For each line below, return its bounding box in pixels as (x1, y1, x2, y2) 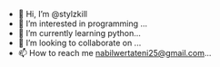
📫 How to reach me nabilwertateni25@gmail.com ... (17, 48, 212, 58)
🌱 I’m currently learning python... (17, 28, 141, 38)
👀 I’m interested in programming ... (17, 18, 148, 29)
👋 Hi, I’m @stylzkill (17, 9, 88, 19)
